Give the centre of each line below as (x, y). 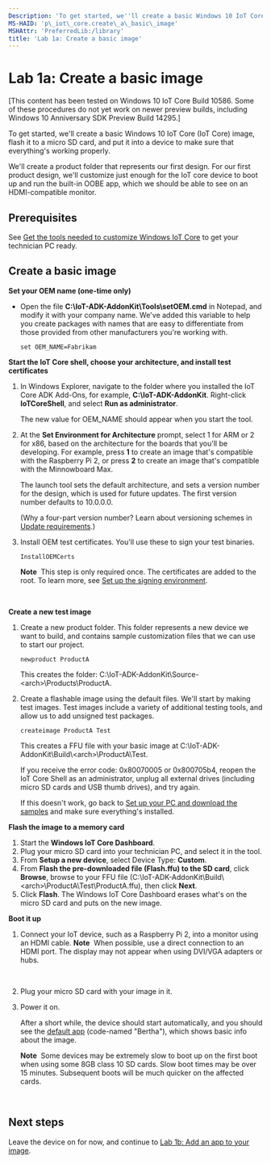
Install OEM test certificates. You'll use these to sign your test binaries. (137, 542)
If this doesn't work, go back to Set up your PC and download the (129, 802)
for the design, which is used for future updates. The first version (128, 493)
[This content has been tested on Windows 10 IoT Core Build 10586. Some (131, 101)
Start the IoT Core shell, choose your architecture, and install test (120, 362)
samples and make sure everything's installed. (97, 811)
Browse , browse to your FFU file (74, 877)
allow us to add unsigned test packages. (87, 716)
